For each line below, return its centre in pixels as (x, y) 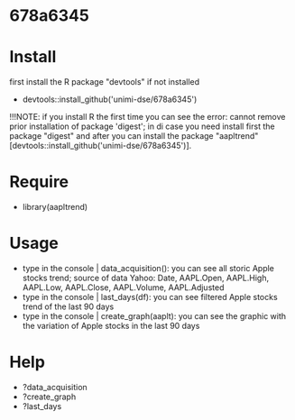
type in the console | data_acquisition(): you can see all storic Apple (148, 268)
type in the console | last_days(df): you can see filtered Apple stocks (150, 297)
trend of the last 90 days (68, 306)
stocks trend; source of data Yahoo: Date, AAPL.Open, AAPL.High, (145, 278)
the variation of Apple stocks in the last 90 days (111, 326)
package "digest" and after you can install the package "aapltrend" (134, 136)
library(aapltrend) (55, 207)
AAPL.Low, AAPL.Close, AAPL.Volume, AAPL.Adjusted (123, 288)
